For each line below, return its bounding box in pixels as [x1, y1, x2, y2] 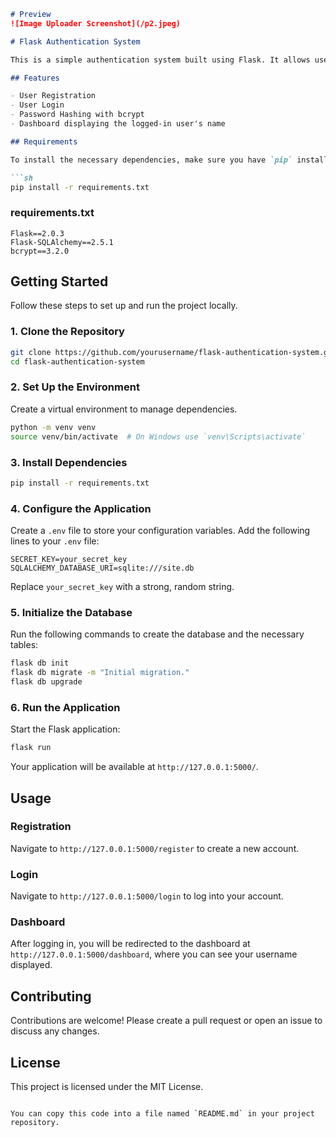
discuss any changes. [10, 1025, 100, 1037]
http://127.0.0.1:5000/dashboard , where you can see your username [10, 948, 298, 960]
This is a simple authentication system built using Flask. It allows [10, 55, 311, 65]
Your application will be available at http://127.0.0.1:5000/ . [10, 761, 259, 773]
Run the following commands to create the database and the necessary [10, 628, 305, 640]
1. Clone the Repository [10, 325, 125, 339]
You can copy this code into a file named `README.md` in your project [10, 1109, 315, 1119]
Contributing [10, 988, 92, 1005]
